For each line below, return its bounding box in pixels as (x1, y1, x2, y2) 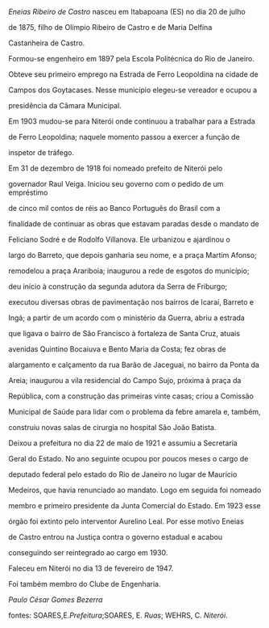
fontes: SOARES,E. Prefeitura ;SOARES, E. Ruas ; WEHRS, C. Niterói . (8, 610, 228, 620)
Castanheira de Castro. (8, 38, 85, 48)
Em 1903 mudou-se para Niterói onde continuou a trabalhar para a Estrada (8, 116, 255, 126)
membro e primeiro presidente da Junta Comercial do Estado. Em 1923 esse (8, 501, 261, 510)
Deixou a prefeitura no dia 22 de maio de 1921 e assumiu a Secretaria (8, 438, 238, 448)
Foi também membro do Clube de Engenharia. (8, 580, 161, 588)
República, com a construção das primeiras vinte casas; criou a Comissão (8, 391, 254, 401)
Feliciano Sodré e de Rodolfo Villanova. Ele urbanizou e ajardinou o (8, 234, 231, 244)
